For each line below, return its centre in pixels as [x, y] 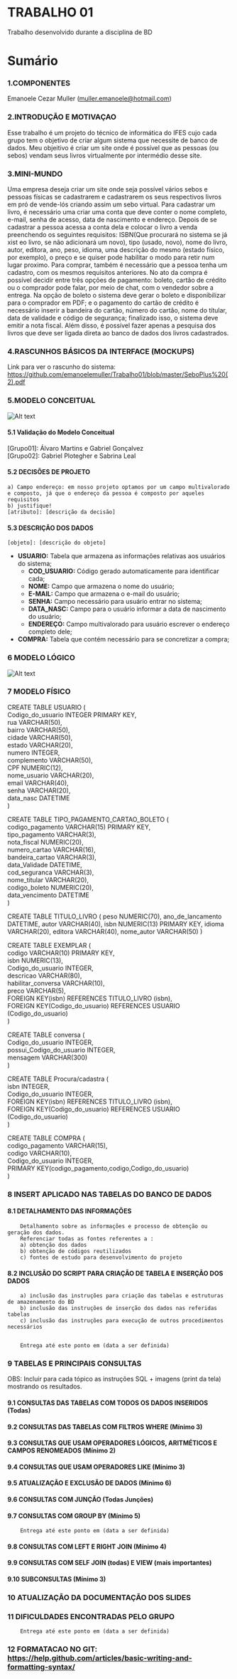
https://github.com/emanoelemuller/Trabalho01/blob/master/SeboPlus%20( [118, 375]
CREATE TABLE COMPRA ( [46, 1138]
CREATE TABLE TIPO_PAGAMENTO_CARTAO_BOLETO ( [88, 819]
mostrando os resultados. [45, 1386]
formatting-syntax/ [42, 1667]
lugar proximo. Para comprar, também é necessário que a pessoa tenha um [117, 265]
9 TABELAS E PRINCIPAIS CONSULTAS [75, 1364]
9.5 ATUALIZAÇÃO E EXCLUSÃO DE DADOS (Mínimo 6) [89, 1483]
